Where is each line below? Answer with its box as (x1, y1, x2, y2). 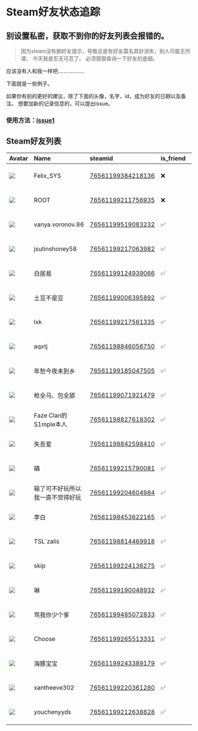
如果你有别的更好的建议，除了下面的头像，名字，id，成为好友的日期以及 (6, 93, 181, 99)
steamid (90, 154, 113, 163)
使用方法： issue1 (6, 116, 55, 124)
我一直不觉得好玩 (34, 493, 81, 501)
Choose (34, 635, 56, 643)
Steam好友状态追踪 (6, 5, 101, 19)
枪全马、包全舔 (34, 391, 75, 399)
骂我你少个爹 (34, 610, 70, 619)
